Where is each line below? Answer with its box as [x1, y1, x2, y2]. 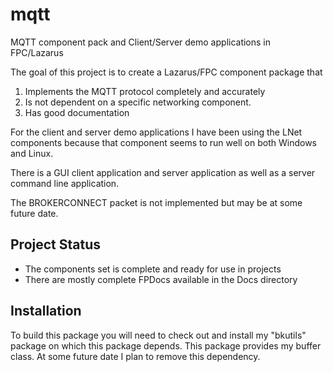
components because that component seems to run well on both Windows [10, 136, 317, 148]
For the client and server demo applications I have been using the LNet [10, 126, 303, 138]
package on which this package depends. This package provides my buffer [10, 339, 322, 352]
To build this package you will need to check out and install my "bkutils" [10, 329, 307, 341]
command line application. [10, 177, 120, 189]
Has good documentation [24, 106, 130, 118]
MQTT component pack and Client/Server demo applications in [10, 36, 272, 48]
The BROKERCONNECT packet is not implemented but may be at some [10, 196, 303, 208]
